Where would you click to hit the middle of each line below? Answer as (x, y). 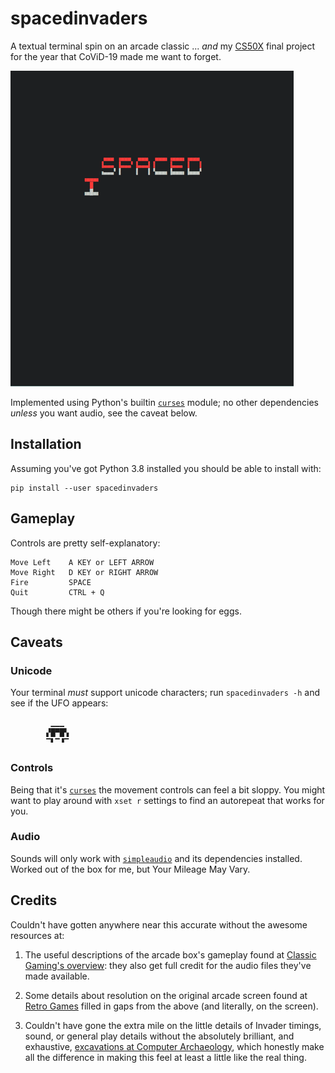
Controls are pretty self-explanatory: (85, 543)
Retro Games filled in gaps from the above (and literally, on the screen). (171, 1006)
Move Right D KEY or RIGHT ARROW (84, 572)
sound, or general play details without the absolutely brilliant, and (159, 1036)
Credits (34, 900)
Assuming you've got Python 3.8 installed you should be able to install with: (166, 468)
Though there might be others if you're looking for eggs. (126, 611)
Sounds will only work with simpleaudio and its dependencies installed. (156, 858)
